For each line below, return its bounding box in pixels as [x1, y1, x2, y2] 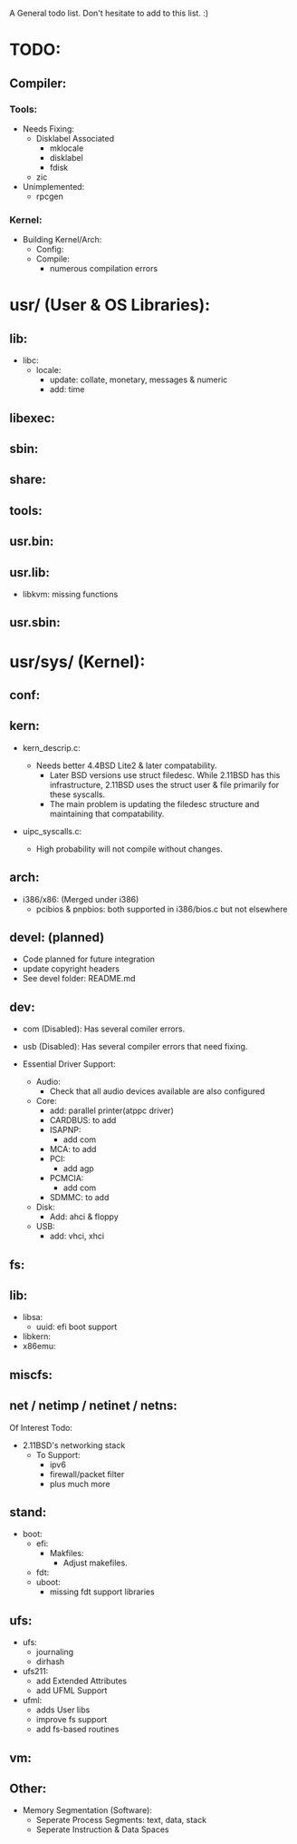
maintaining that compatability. [49, 808, 165, 819]
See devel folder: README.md [22, 973, 136, 984]
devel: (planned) [9, 930, 105, 945]
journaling [35, 1647, 74, 1658]
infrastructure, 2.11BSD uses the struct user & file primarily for [49, 779, 280, 790]
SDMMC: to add [49, 1192, 110, 1203]
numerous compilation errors [49, 263, 158, 274]
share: [9, 472, 47, 488]
